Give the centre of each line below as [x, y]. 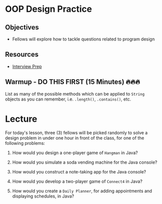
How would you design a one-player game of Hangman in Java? [75, 153]
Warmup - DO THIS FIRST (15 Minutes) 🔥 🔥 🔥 [73, 82]
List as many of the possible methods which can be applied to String [75, 94]
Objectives [22, 27]
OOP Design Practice [49, 9]
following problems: [25, 143]
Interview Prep [27, 66]
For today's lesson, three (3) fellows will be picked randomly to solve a [77, 133]
